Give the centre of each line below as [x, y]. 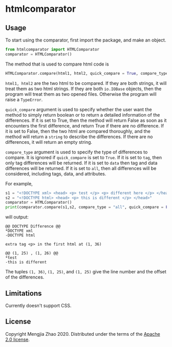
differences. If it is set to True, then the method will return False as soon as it [86, 120]
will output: [17, 217]
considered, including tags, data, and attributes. [56, 174]
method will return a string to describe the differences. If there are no [79, 137]
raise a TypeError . [24, 99]
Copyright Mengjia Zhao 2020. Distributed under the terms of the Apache [83, 334]
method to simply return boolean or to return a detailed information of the [83, 115]
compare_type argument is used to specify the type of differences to [77, 152]
